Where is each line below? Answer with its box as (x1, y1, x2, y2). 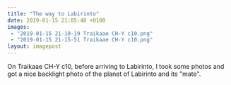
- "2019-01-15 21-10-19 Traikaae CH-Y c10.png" (10, 30, 153, 37)
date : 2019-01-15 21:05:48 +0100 (7, 17, 106, 24)
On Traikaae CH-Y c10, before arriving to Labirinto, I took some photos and (7, 63, 225, 70)
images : (7, 23, 30, 30)
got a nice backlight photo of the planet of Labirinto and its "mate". (7, 70, 201, 78)
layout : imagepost (7, 43, 61, 50)
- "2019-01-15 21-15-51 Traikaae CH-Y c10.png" (10, 37, 153, 44)
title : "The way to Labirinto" (7, 10, 100, 18)
